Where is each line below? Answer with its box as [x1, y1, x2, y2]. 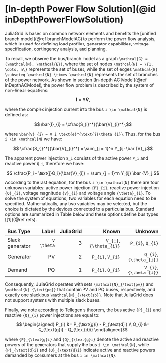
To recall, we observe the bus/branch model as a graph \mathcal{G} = [5, 55, 148, 61]
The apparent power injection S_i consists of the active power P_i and [5, 155, 148, 161]
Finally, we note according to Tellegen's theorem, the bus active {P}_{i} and [5, 307, 161, 313]
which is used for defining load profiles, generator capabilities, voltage [5, 41, 149, 46]
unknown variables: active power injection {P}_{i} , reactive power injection [5, 184, 159, 191]
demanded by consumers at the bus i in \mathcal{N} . [5, 352, 117, 358]
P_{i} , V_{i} [92, 253, 120, 260]
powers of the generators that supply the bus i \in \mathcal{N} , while [5, 341, 149, 347]
